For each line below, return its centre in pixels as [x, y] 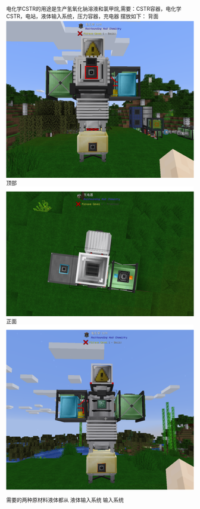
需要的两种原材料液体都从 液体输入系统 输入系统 [65, 499]
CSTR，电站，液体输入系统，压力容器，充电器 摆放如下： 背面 [82, 16]
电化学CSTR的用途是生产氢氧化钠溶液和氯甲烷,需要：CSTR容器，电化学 [94, 9]
